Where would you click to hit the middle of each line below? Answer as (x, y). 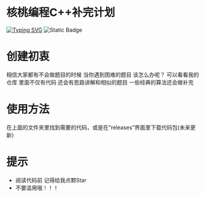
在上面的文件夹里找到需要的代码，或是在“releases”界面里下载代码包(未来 (99, 127)
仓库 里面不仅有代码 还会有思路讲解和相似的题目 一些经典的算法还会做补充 (100, 82)
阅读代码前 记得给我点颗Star (51, 180)
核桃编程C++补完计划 (61, 13)
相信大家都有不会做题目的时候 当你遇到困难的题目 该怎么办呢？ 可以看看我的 (103, 75)
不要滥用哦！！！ (37, 188)
